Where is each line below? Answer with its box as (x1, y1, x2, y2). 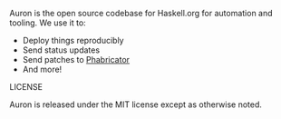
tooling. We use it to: (9, 17, 86, 28)
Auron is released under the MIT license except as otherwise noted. (9, 99, 263, 110)
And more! (22, 64, 63, 74)
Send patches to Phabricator (22, 55, 130, 64)
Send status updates (22, 45, 101, 55)
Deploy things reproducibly (22, 35, 124, 45)
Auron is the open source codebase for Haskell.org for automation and (9, 8, 274, 18)
